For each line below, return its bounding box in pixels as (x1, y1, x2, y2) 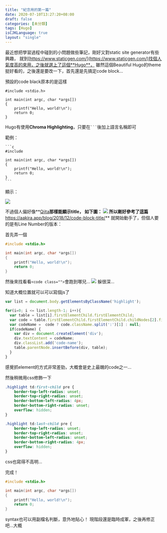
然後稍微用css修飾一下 (5, 374, 52, 381)
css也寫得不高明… (5, 458, 42, 464)
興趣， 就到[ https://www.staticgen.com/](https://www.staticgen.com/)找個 (5, 55, 158, 61)
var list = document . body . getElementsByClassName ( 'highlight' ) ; (5, 299, 141, 304)
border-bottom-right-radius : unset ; (14, 403, 90, 408)
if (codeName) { (9, 326, 41, 331)
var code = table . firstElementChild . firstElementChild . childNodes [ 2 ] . (9, 317, 159, 322)
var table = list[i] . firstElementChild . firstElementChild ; (9, 313, 135, 318)
